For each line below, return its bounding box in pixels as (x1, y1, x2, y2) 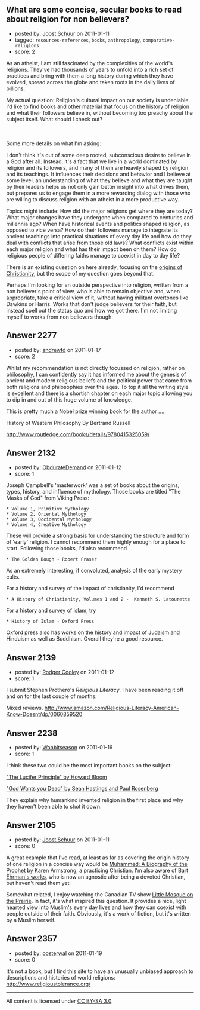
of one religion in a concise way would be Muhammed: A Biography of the (6, 860, 187, 867)
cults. (6, 573, 20, 580)
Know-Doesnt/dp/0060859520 (6, 711, 83, 718)
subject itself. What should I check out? (6, 115, 103, 123)
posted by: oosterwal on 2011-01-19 (14, 950, 102, 957)
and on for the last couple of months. (6, 693, 97, 700)
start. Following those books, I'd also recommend (6, 545, 127, 552)
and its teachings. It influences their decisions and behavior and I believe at (6, 170, 191, 177)
